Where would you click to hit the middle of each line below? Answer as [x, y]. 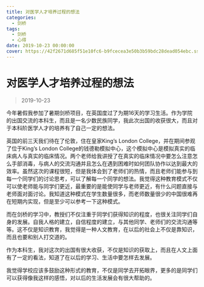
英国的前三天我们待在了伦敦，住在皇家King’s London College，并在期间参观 [101, 140]
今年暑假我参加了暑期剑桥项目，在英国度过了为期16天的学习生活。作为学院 [100, 113]
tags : [13, 29]
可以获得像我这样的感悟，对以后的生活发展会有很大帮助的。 [81, 278]
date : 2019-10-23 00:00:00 [40, 46]
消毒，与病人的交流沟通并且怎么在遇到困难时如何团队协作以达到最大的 [110, 163]
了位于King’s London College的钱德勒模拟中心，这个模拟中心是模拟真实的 [98, 148]
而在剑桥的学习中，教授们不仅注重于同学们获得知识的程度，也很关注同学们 [99, 214]
